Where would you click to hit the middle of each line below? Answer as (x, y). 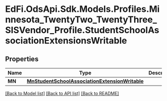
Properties (22, 59)
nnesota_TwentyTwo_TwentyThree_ (81, 20)
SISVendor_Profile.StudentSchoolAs (82, 30)
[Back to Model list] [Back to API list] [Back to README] (62, 93)
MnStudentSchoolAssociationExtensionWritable (85, 81)
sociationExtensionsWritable (66, 41)
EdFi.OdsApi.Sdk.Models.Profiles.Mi (83, 9)
